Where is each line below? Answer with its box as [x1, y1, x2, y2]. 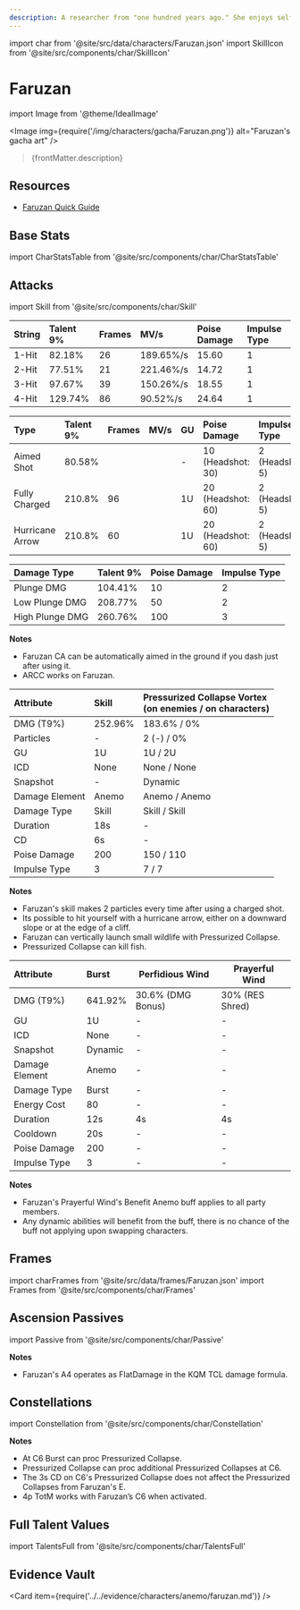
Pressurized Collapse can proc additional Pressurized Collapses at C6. [21, 1462, 282, 1473]
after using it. [21, 660, 71, 671]
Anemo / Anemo [142, 790, 212, 802]
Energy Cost [13, 1098, 66, 1111]
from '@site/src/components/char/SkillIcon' [9, 47, 171, 58]
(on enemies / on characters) [142, 703, 270, 714]
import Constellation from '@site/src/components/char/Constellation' [9, 1418, 263, 1429]
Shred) [221, 1000, 250, 1012]
